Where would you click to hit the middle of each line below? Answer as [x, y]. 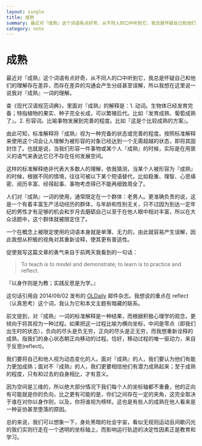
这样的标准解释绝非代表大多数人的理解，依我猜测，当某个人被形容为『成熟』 [101, 169]
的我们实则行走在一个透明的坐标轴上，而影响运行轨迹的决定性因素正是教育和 [101, 430]
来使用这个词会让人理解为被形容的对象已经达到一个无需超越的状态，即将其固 [101, 141]
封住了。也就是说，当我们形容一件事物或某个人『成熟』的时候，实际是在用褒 [101, 148]
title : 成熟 [20, 17]
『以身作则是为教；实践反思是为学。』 [52, 283]
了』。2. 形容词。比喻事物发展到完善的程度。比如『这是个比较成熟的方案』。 [99, 121]
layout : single [25, 12]
